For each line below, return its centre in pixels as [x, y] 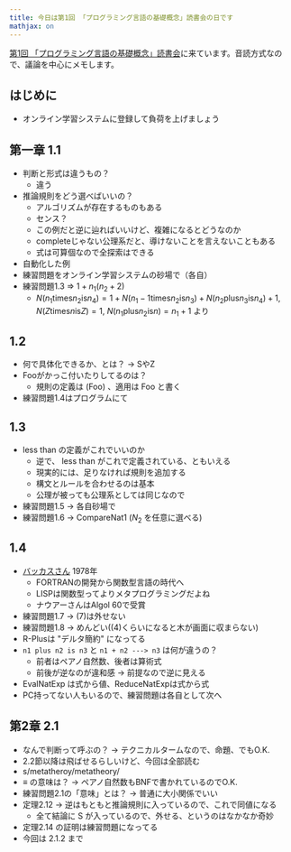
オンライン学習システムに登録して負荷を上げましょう [121, 119]
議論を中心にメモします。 [72, 64]
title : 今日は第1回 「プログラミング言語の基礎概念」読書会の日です [122, 18]
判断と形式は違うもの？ [66, 173]
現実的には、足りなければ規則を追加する [111, 472]
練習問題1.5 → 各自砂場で [69, 506]
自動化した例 [46, 264]
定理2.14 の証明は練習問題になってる [90, 827]
